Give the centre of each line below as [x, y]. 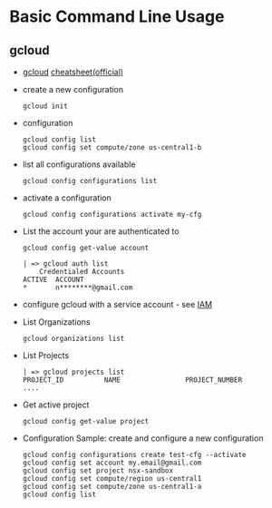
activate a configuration [67, 198]
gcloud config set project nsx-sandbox [98, 471]
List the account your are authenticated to [101, 231]
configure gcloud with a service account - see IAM [117, 304]
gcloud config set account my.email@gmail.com [112, 463]
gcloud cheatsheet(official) [73, 72]
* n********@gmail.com [78, 288]
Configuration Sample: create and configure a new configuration [143, 438]
